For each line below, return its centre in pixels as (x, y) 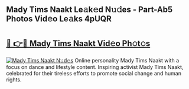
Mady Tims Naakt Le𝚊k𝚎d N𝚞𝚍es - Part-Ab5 (89, 10)
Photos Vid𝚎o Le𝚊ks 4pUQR (59, 19)
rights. (14, 80)
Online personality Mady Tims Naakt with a (127, 60)
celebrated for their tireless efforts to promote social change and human (94, 73)
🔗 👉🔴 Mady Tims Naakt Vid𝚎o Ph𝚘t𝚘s (78, 43)
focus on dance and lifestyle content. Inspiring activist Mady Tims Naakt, (95, 67)
